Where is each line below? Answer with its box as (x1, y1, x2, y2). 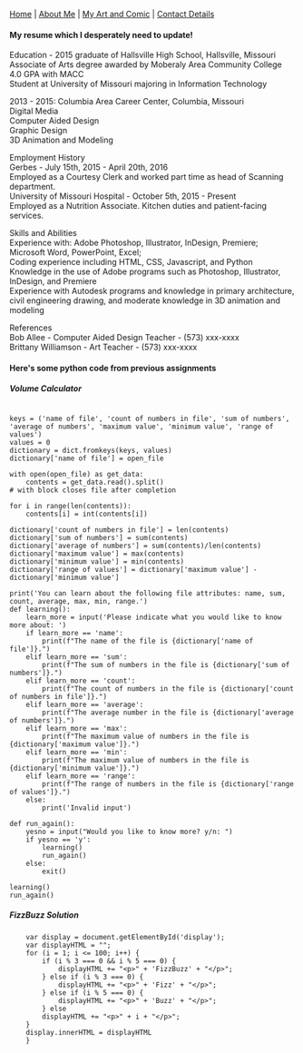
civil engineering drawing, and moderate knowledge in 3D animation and (9, 295, 281, 306)
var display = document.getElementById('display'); (25, 932, 225, 941)
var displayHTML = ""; (25, 940, 112, 950)
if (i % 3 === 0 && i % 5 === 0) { (42, 956, 177, 966)
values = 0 (9, 438, 51, 447)
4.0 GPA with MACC (9, 69, 84, 80)
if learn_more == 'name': (25, 628, 124, 637)
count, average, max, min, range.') (9, 596, 148, 605)
